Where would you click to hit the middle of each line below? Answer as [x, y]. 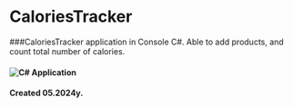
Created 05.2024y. [46, 93]
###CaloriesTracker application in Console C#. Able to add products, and [146, 42]
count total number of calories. [67, 51]
